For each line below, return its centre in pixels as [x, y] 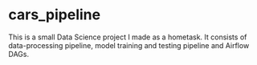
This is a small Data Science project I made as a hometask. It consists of [128, 37]
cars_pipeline [55, 15]
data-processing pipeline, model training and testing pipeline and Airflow [129, 45]
